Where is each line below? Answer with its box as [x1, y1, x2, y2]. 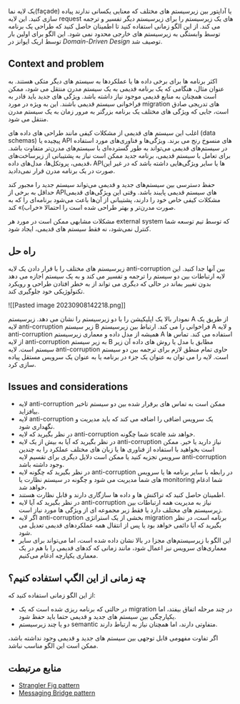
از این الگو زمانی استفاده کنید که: [8, 591, 96, 600]
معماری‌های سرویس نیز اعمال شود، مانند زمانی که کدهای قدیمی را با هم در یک [18, 543, 227, 553]
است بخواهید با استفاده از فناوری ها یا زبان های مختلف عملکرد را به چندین [18, 445, 215, 453]
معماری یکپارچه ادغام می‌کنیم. [18, 551, 99, 560]
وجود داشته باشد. [18, 461, 65, 469]
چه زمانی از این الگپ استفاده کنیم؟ [8, 572, 146, 584]
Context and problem [8, 58, 104, 70]
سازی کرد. [8, 360, 36, 368]
